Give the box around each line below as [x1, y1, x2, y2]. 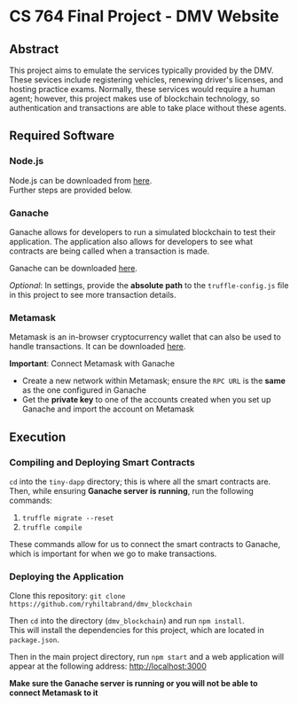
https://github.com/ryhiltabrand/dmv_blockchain [9, 600, 192, 609]
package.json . [9, 634, 59, 645]
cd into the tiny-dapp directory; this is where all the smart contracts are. [9, 476, 271, 487]
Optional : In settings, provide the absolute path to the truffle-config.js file [9, 279, 289, 290]
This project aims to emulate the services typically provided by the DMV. [9, 65, 274, 75]
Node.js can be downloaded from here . [9, 175, 153, 185]
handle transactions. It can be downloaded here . [9, 341, 186, 352]
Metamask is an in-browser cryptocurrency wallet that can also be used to [9, 332, 281, 342]
